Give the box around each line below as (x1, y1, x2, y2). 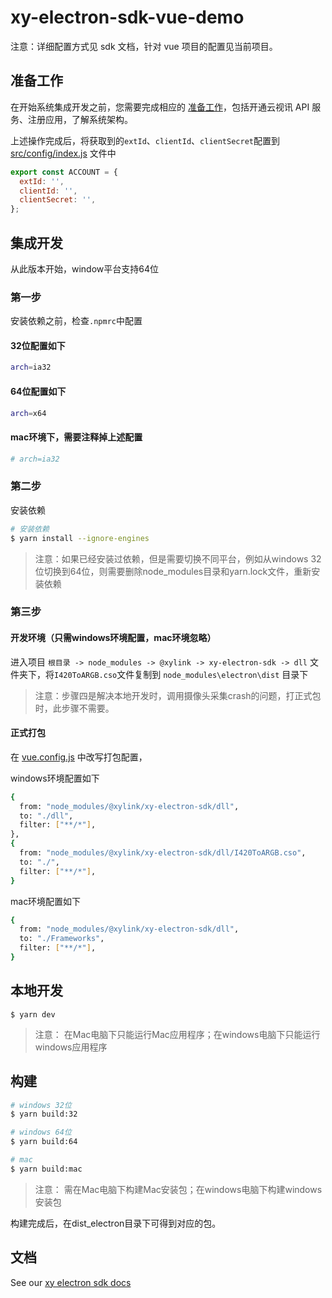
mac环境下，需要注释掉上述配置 (10, 431, 143, 443)
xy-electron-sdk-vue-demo (10, 6, 245, 29)
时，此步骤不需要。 (34, 702, 115, 714)
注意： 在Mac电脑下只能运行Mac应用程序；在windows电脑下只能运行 (34, 1028, 321, 1040)
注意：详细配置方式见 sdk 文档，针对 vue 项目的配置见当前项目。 (10, 40, 278, 52)
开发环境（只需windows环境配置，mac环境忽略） (10, 632, 217, 644)
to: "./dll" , (19, 811, 74, 821)
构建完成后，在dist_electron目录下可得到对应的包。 (10, 1217, 222, 1229)
